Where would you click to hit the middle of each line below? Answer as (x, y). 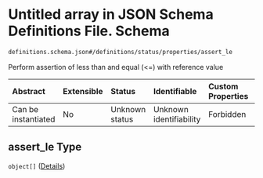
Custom (223, 86)
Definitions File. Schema (89, 31)
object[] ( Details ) (37, 165)
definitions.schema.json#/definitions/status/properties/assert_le (121, 52)
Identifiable (175, 91)
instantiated (34, 119)
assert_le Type (45, 147)
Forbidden (227, 114)
